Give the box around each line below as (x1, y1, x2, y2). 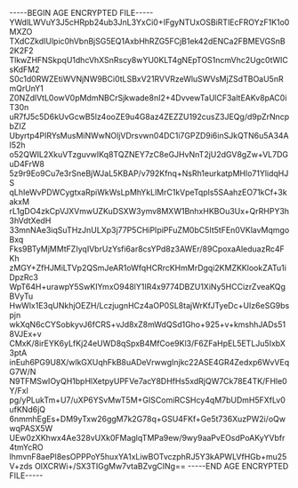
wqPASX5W (9, 423, 53, 434)
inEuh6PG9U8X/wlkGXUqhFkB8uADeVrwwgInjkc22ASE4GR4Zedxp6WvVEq (9, 357, 290, 367)
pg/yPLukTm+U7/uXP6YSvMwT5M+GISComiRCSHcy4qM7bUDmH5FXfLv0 (9, 395, 286, 405)
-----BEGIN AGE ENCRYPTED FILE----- (9, 8, 154, 18)
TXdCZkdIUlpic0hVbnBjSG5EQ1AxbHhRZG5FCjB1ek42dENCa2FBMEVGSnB (9, 36, 286, 46)
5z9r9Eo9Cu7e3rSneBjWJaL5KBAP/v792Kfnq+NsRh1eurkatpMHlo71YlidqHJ (9, 168, 289, 179)
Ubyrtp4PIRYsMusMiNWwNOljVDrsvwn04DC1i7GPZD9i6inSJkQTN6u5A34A (9, 131, 289, 140)
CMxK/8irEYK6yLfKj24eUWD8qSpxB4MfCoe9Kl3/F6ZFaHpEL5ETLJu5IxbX (9, 338, 286, 348)
